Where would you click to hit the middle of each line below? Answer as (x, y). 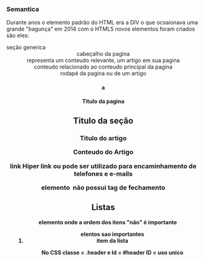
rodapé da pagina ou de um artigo (103, 74)
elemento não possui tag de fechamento (103, 187)
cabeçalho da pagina (103, 54)
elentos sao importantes (112, 234)
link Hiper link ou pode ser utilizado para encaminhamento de (103, 166)
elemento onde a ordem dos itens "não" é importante (108, 222)
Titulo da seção (103, 120)
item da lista (112, 240)
